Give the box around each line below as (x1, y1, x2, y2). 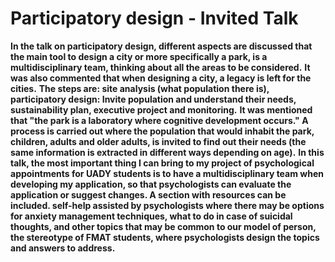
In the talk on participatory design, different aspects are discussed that (10, 40, 313, 52)
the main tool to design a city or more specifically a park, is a (10, 50, 268, 62)
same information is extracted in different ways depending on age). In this (10, 146, 325, 158)
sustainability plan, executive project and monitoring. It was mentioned (10, 103, 313, 116)
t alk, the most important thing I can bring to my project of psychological (10, 157, 315, 169)
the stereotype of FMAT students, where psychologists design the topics (10, 231, 320, 243)
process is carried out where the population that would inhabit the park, (10, 125, 315, 137)
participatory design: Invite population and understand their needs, (10, 93, 297, 105)
